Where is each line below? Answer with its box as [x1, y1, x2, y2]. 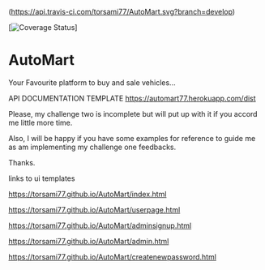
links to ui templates [8, 174, 75, 183]
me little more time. [8, 118, 73, 127]
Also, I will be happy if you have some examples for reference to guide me [8, 133, 256, 143]
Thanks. [8, 157, 36, 167]
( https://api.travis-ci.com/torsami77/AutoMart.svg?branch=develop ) [8, 7, 236, 16]
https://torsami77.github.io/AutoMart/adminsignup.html [8, 221, 192, 230]
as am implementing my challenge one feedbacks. [8, 142, 177, 152]
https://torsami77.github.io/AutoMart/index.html [8, 189, 167, 199]
